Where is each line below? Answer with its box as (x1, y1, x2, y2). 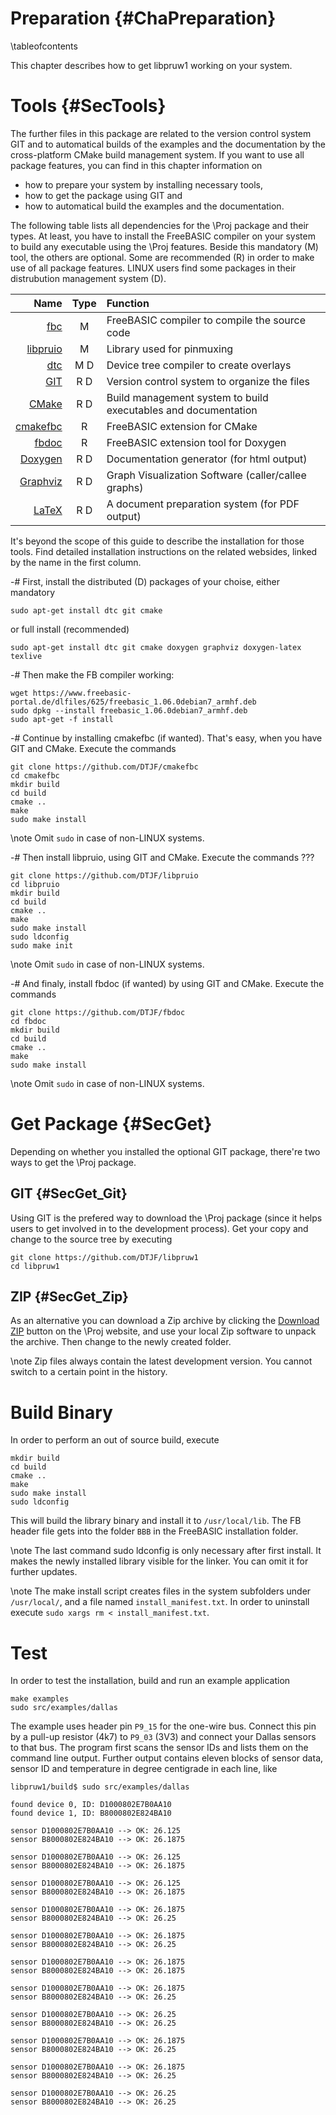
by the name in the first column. (10, 556, 142, 568)
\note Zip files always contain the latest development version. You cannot (10, 1355, 313, 1367)
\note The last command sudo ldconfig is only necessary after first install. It (10, 1545, 322, 1557)
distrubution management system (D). (10, 272, 167, 284)
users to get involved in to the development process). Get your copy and (10, 1222, 309, 1234)
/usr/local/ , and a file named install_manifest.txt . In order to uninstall (10, 1596, 310, 1608)
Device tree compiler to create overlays (106, 358, 292, 372)
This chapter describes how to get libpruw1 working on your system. (10, 59, 293, 71)
